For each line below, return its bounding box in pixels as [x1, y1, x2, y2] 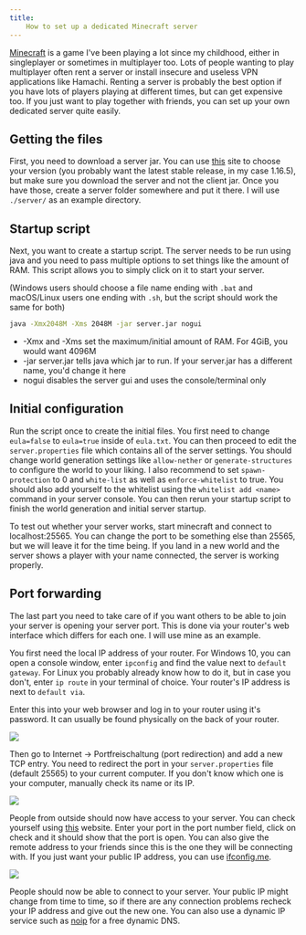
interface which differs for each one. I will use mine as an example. [9, 629, 261, 640]
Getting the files [9, 131, 103, 147]
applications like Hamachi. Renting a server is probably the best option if [9, 76, 282, 87]
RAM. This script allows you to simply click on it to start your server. [9, 265, 265, 276]
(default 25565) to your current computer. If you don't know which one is [9, 768, 284, 779]
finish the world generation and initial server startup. [9, 503, 207, 514]
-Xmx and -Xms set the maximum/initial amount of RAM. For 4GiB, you [22, 336, 289, 347]
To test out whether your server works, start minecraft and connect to [9, 520, 272, 531]
